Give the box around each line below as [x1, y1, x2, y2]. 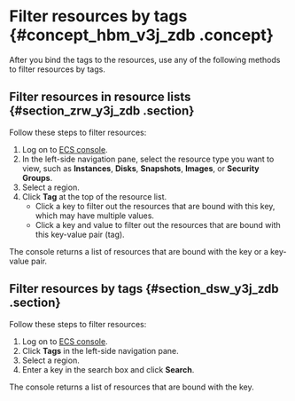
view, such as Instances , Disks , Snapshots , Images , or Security [21, 162, 260, 174]
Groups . [21, 172, 53, 183]
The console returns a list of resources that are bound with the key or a [9, 246, 268, 256]
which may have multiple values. [35, 210, 155, 221]
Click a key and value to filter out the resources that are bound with [35, 219, 281, 230]
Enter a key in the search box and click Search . [21, 364, 195, 374]
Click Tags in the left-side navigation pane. [21, 345, 179, 356]
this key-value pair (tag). [35, 229, 126, 240]
